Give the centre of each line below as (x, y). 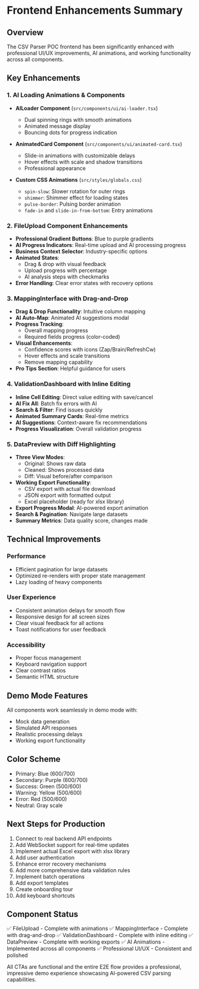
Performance (27, 557)
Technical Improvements (54, 540)
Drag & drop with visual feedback (65, 264)
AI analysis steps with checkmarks (67, 276)
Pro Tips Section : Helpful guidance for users (70, 369)
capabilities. (21, 979)
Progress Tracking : (40, 324)
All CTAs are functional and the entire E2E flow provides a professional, (94, 967)
